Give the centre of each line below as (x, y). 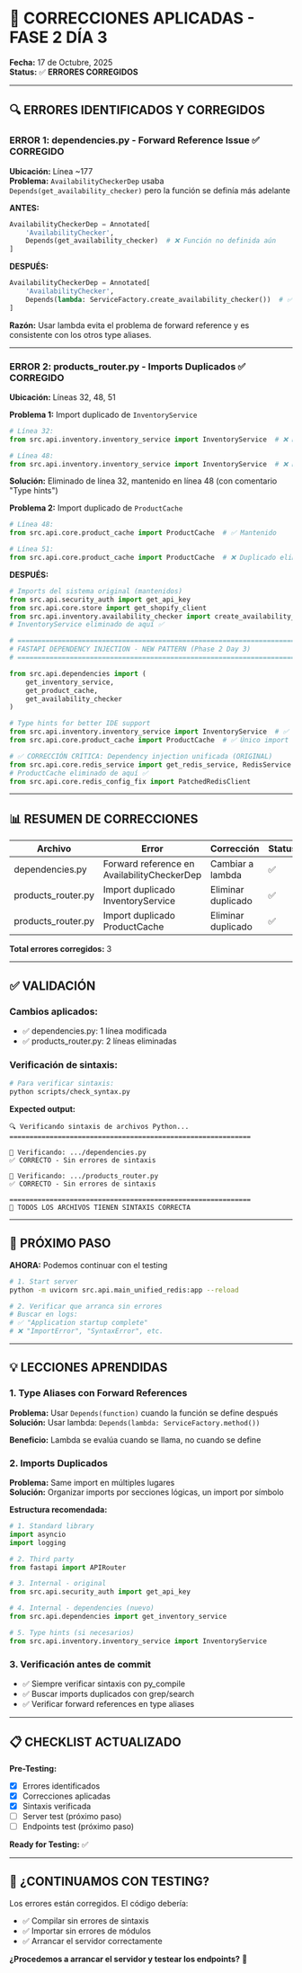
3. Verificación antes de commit (80, 1664)
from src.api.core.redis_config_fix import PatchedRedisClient (130, 781)
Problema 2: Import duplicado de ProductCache (96, 508)
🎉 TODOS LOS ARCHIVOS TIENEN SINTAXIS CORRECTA (100, 1207)
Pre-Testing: (33, 1768)
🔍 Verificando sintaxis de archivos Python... (99, 1126)
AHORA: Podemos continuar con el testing (89, 1265)
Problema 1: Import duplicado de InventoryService (103, 414)
